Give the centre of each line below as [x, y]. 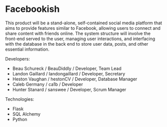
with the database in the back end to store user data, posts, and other [77, 44]
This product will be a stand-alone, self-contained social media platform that [84, 23]
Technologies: [20, 99]
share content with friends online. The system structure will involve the [78, 33]
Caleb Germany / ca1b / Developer [48, 84]
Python [20, 119]
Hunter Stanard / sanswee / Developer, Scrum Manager [69, 89]
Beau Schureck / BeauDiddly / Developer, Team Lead [67, 68]
